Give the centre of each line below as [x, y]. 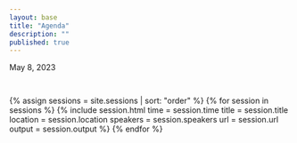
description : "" [39, 34]
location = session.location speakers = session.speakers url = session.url [144, 120]
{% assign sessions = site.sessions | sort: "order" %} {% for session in [139, 101]
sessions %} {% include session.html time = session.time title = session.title [148, 110]
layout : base [33, 17]
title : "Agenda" [39, 26]
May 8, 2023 [33, 68]
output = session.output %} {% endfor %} [86, 129]
